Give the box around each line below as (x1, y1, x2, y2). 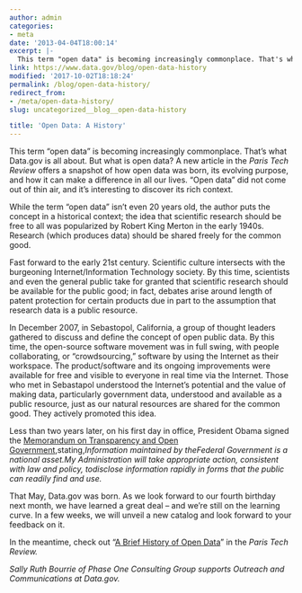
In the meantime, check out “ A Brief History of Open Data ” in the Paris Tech (9, 536, 289, 548)
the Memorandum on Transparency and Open (9, 435, 179, 446)
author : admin (9, 13, 63, 22)
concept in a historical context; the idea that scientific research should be (9, 211, 281, 222)
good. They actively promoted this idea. (9, 408, 157, 419)
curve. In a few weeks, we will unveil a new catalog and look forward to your (9, 509, 292, 521)
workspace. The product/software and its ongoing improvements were (9, 360, 271, 371)
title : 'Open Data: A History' (9, 121, 127, 130)
